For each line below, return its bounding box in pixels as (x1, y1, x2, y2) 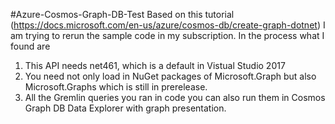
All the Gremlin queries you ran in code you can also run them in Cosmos (24, 92, 326, 103)
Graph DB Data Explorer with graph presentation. (24, 102, 227, 114)
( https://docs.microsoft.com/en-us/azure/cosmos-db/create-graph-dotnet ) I (10, 19, 326, 31)
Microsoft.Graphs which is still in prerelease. (24, 81, 208, 93)
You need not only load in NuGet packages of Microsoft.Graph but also (24, 70, 317, 82)
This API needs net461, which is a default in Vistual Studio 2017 (24, 60, 286, 71)
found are (10, 40, 51, 52)
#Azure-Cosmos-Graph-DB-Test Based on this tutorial (10, 9, 235, 20)
